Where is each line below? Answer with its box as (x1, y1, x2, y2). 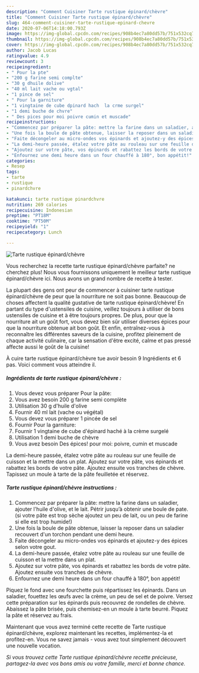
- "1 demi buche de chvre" (6, 108, 73, 114)
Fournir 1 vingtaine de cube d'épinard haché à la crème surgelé (14, 427, 169, 434)
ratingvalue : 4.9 (6, 53, 49, 59)
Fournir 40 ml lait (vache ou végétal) (14, 408, 104, 416)
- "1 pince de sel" (6, 91, 54, 97)
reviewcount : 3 (6, 58, 44, 64)
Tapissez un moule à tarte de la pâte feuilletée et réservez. (6, 470, 149, 478)
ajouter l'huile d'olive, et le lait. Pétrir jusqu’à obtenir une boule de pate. (14, 505, 188, 513)
